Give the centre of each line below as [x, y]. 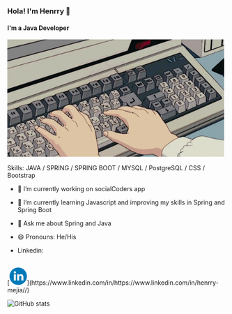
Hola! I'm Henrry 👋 [39, 11]
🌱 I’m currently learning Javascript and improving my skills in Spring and [121, 202]
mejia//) [18, 290]
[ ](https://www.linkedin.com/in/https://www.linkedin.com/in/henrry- [113, 283]
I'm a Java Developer [38, 28]
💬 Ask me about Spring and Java [64, 223]
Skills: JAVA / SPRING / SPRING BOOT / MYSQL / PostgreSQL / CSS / [106, 168]
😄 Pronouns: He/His [47, 237]
